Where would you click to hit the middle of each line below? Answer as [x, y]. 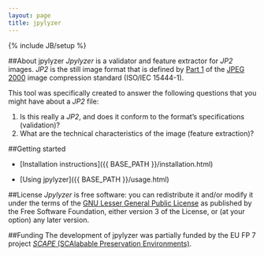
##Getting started [37, 149]
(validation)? [40, 125]
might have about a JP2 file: [54, 101]
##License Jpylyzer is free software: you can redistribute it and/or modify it [131, 194]
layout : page [30, 15]
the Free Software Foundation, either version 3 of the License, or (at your [127, 211]
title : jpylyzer [35, 23]
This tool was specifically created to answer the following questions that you [132, 92]
